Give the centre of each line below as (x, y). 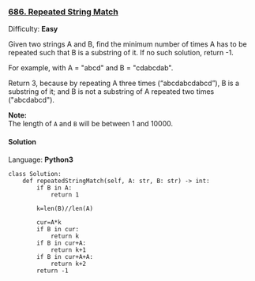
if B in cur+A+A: (65, 257)
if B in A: (54, 188)
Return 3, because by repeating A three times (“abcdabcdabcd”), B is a (124, 83)
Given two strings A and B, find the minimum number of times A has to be (127, 44)
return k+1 (68, 250)
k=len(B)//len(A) (65, 208)
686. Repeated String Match (63, 12)
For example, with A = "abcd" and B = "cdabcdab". (91, 68)
